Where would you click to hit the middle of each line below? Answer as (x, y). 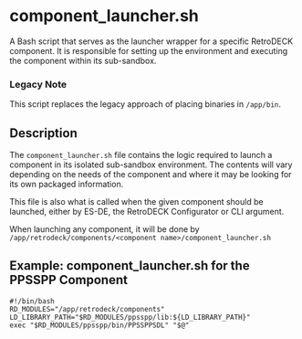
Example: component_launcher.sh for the (130, 266)
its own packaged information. (67, 185)
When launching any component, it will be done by (104, 229)
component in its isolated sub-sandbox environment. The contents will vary (151, 164)
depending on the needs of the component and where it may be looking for (151, 175)
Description (43, 133)
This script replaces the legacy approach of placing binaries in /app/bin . (145, 104)
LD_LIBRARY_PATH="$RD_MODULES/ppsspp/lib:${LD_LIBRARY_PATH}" (130, 317)
